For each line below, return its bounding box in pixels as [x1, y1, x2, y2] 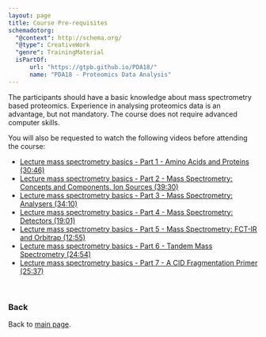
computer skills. [8, 117, 60, 127]
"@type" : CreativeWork [15, 41, 90, 49]
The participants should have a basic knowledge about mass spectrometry [8, 92, 252, 101]
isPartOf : [15, 56, 47, 64]
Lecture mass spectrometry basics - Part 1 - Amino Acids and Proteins [19, 156, 249, 167]
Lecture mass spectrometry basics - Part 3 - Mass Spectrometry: [19, 190, 234, 200]
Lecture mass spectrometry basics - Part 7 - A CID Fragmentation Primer [19, 258, 258, 267]
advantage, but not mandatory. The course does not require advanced [8, 109, 237, 119]
